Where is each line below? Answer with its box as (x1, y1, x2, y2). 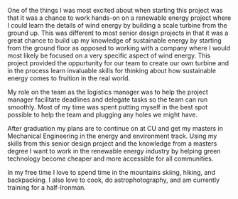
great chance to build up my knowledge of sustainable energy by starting (7, 36, 222, 45)
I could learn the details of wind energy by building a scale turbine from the (7, 21, 227, 29)
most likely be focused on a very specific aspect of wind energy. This (7, 51, 211, 60)
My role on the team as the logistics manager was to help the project (7, 88, 208, 96)
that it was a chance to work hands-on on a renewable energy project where (7, 14, 232, 22)
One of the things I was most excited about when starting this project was (7, 6, 223, 14)
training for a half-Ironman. (7, 183, 87, 191)
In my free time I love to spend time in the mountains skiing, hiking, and (7, 168, 215, 176)
